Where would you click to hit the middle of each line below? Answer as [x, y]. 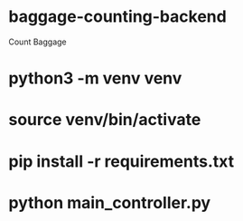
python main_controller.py [110, 202]
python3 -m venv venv [95, 78]
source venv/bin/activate [105, 120]
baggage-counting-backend [117, 17]
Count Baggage [37, 42]
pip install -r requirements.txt [121, 161]
